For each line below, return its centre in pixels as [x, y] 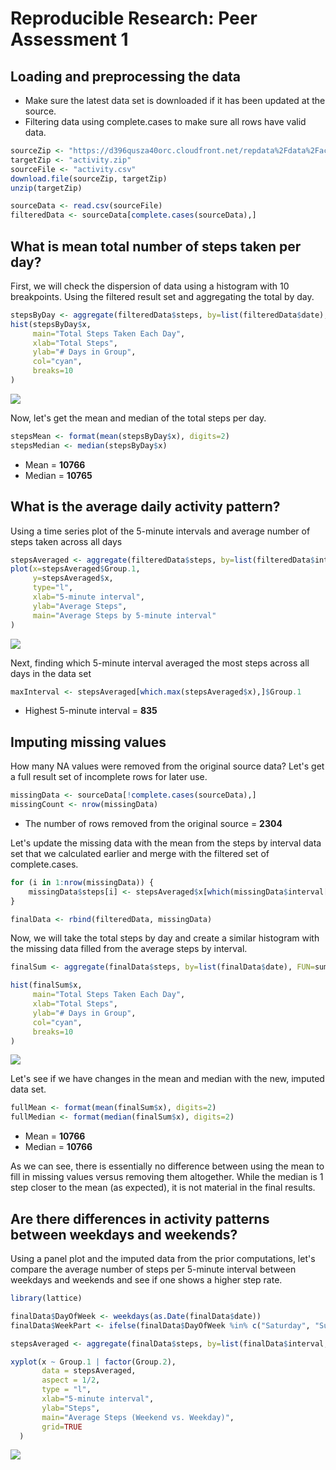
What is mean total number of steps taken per [156, 246]
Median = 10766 [58, 1147]
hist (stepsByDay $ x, [51, 324]
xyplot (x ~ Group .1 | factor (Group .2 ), [93, 1362]
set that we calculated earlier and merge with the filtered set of [140, 853]
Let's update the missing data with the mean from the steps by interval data [166, 843]
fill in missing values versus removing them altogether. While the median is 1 [167, 1177]
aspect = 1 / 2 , [71, 1380]
